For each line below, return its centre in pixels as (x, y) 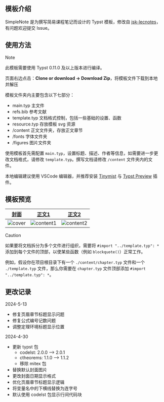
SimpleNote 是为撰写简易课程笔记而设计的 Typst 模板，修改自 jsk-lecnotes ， (83, 22)
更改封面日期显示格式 (34, 376)
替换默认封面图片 (30, 370)
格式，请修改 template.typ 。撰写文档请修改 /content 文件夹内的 (83, 159)
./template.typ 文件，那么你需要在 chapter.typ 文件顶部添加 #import (75, 269)
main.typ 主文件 (28, 105)
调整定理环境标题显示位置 (38, 327)
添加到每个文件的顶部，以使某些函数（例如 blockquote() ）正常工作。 (75, 252)
